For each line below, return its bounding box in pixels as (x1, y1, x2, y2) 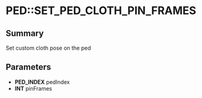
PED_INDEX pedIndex (14, 78, 70, 86)
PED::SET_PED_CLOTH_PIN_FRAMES (6, 4, 196, 18)
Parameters (6, 62, 51, 72)
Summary (6, 28, 44, 39)
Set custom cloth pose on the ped (6, 44, 91, 51)
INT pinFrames (14, 85, 53, 92)
